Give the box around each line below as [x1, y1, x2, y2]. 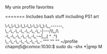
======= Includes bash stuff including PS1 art [5, 14, 99, 19]
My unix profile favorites [5, 4, 54, 10]
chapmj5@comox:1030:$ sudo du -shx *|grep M [5, 44, 103, 49]
